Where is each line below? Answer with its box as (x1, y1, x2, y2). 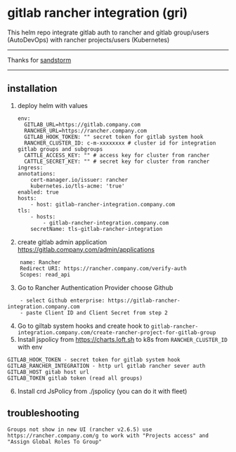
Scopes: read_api (20, 271, 71, 278)
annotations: (17, 170, 56, 177)
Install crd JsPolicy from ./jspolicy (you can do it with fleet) (17, 387, 188, 395)
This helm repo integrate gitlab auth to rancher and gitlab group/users (7, 28, 209, 36)
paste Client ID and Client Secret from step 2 (25, 309, 169, 317)
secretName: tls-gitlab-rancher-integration (30, 225, 163, 232)
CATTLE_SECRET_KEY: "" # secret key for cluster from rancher (24, 158, 210, 165)
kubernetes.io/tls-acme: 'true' (30, 182, 125, 190)
